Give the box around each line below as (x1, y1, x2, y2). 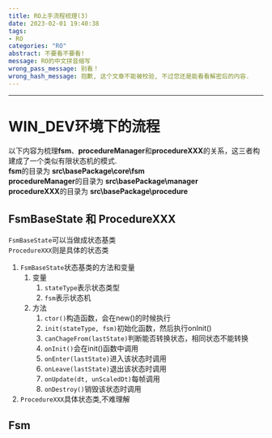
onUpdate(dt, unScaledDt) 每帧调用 (44, 374, 160, 384)
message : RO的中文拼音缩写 (8, 58, 91, 66)
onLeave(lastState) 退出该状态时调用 (44, 364, 168, 374)
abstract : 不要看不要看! (8, 49, 85, 58)
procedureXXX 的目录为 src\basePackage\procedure (8, 186, 189, 195)
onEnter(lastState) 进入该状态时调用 (44, 354, 168, 363)
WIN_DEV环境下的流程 (8, 117, 160, 135)
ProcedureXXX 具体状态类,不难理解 (19, 394, 130, 404)
